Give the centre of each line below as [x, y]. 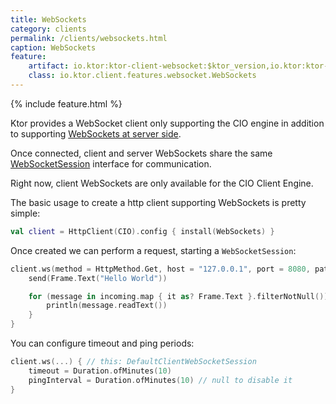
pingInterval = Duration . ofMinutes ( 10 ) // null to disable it [160, 380]
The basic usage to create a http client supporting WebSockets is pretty [158, 202]
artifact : [49, 66]
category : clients [48, 29]
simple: [25, 213]
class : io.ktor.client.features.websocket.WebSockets [142, 76]
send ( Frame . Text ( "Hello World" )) [98, 278]
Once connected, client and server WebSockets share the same [141, 153]
